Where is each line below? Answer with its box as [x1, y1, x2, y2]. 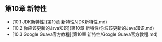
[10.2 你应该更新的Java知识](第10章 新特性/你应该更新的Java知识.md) [12, 25, 154, 31]
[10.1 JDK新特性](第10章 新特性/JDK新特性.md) [12, 19, 108, 25]
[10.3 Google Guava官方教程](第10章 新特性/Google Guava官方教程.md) [12, 31, 158, 37]
